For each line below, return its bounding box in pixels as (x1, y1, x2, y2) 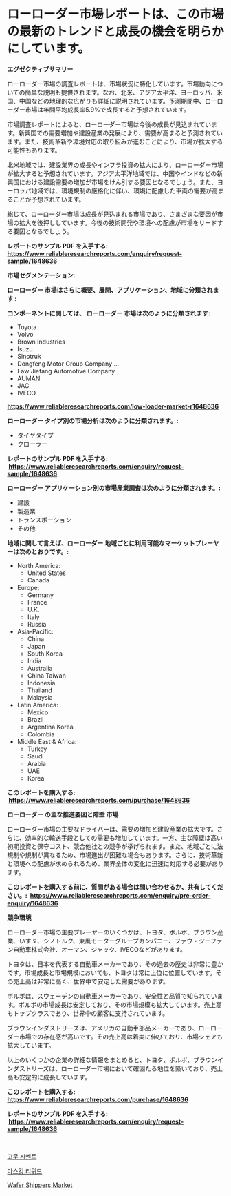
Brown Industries (16, 337, 66, 346)
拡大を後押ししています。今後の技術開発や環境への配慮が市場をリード (19, 218, 218, 226)
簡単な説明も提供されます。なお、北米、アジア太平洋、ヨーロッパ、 (25, 88, 217, 97)
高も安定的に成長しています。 (7, 1072, 91, 1081)
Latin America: (16, 700, 58, 709)
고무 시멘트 (7, 1152, 37, 1160)
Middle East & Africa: (16, 737, 77, 745)
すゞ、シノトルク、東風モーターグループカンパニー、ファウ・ (25, 937, 199, 945)
